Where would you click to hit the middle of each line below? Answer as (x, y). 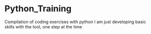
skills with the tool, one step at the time (43, 26)
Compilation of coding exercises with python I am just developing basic (75, 22)
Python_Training (38, 9)
